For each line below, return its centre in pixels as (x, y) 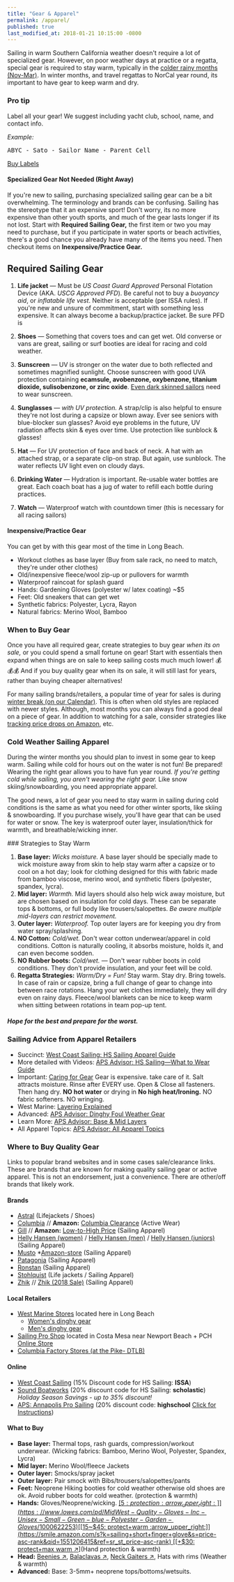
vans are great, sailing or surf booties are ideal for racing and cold (112, 343)
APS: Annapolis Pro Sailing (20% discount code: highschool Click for (117, 1404)
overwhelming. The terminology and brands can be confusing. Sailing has (113, 202)
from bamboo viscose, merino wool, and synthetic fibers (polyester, (115, 879)
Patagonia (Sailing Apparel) (56, 1260)
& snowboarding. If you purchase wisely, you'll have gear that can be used (114, 815)
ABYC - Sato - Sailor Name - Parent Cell (79, 150)
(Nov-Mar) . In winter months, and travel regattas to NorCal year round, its (112, 75)
